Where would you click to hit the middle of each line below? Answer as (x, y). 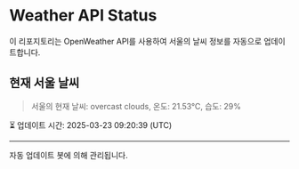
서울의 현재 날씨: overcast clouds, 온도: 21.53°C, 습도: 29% (136, 106)
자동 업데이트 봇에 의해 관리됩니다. (69, 155)
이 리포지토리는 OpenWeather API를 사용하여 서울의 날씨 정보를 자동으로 (136, 41)
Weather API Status (83, 16)
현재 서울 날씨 (44, 83)
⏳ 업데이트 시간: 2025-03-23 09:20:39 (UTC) (91, 125)
